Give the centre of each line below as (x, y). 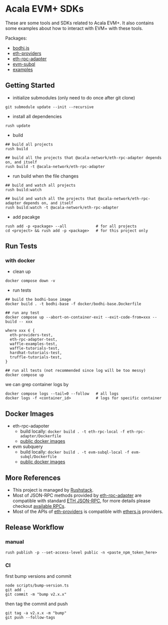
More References (33, 478)
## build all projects (29, 144)
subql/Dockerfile (38, 457)
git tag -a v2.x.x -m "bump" (36, 613)
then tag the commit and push (37, 604)
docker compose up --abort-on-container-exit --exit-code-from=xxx (78, 318)
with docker (20, 261)
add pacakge (26, 217)
